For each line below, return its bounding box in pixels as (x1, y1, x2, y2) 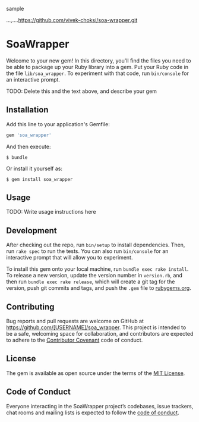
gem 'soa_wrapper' (6, 132, 52, 138)
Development (6, 226, 58, 236)
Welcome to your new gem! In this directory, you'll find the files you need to (6, 57, 191, 64)
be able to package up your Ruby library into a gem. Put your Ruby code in (6, 63, 189, 70)
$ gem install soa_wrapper (6, 176, 73, 182)
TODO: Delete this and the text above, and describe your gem (6, 87, 157, 95)
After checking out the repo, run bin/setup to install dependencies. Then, (6, 241, 185, 249)
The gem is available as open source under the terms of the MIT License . (6, 369, 185, 377)
